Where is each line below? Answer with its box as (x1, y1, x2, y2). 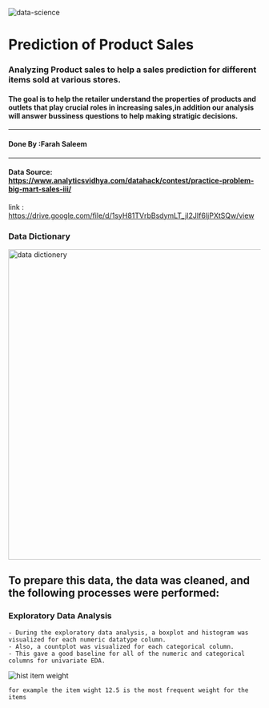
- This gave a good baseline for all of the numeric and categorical (8, 650, 246, 658)
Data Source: (8, 167, 53, 177)
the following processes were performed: (8, 586, 220, 600)
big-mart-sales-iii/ (8, 184, 72, 194)
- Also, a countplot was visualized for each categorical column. (8, 642, 235, 650)
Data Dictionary (8, 231, 70, 242)
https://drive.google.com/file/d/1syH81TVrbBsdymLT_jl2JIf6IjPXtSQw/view (8, 211, 255, 220)
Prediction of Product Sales (8, 36, 195, 54)
